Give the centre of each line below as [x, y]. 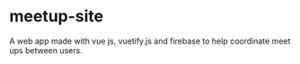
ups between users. [46, 50]
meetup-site [57, 16]
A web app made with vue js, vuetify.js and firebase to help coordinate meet [150, 41]
